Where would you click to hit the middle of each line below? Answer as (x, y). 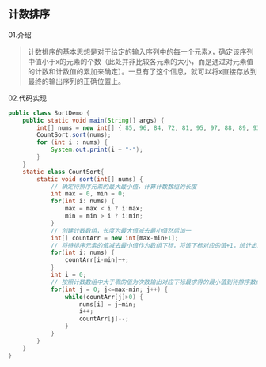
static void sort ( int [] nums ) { (90, 179)
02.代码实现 (28, 98)
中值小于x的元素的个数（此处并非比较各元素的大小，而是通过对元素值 (141, 61)
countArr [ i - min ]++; (97, 260)
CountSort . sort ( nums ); (74, 135)
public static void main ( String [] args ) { (93, 120)
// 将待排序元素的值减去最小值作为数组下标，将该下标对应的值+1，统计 (151, 245)
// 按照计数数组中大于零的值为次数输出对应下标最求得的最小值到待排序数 (153, 282)
